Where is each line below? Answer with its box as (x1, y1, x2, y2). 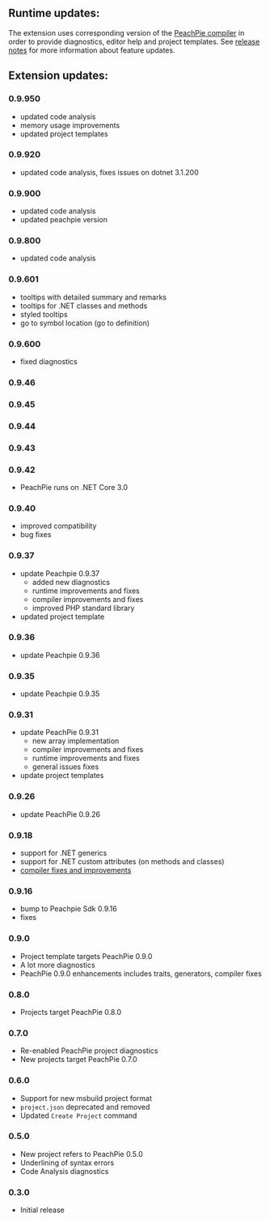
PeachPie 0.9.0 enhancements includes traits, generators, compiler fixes (19, 969, 263, 978)
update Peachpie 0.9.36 (19, 650, 100, 660)
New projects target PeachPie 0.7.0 (19, 1055, 137, 1064)
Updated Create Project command (19, 1111, 137, 1120)
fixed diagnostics (19, 356, 78, 366)
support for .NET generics (19, 848, 108, 858)
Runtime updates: (8, 6, 100, 20)
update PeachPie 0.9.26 (19, 809, 101, 819)
